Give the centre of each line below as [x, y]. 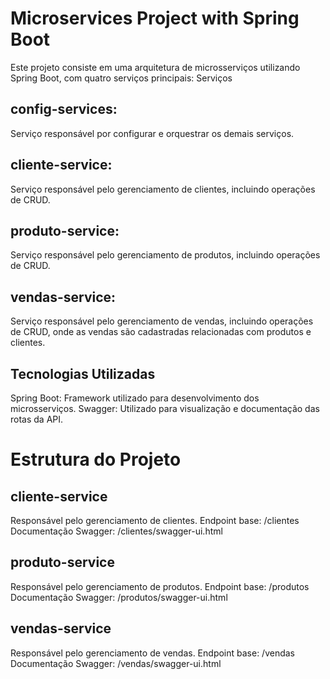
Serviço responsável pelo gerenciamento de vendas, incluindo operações [162, 321]
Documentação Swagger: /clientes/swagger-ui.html [116, 531]
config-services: [64, 109]
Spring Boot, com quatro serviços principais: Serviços [121, 78]
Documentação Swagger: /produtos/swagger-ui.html [119, 597]
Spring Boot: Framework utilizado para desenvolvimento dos [135, 398]
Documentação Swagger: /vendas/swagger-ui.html [116, 663]
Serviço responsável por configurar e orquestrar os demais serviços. [152, 133]
